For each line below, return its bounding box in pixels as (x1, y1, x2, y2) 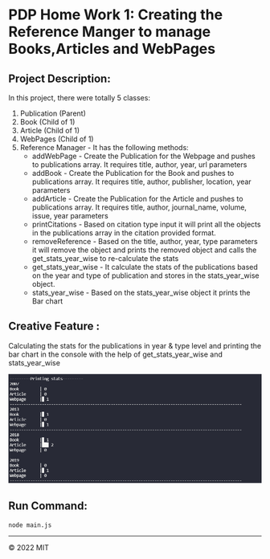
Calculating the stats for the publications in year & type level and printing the (8, 341, 262, 350)
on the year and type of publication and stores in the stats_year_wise (31, 271, 260, 280)
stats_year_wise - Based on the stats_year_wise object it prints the (31, 288, 251, 297)
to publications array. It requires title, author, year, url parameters (31, 160, 247, 169)
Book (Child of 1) (19, 117, 76, 126)
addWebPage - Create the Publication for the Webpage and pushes (31, 151, 256, 161)
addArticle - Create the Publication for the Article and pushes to (31, 194, 243, 203)
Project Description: (8, 71, 111, 85)
